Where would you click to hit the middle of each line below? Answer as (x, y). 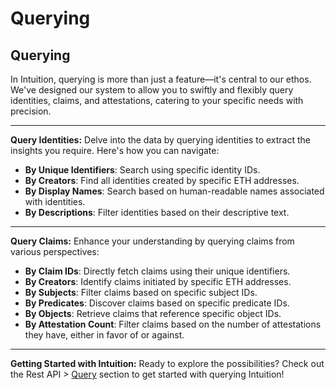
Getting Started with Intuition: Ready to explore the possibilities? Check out (167, 363)
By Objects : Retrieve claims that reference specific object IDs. (153, 313)
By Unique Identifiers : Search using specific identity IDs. (142, 170)
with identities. (55, 201)
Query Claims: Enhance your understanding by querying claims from (152, 241)
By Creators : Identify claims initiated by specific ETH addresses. (158, 281)
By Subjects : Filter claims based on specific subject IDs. (141, 292)
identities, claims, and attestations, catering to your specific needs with (157, 100)
